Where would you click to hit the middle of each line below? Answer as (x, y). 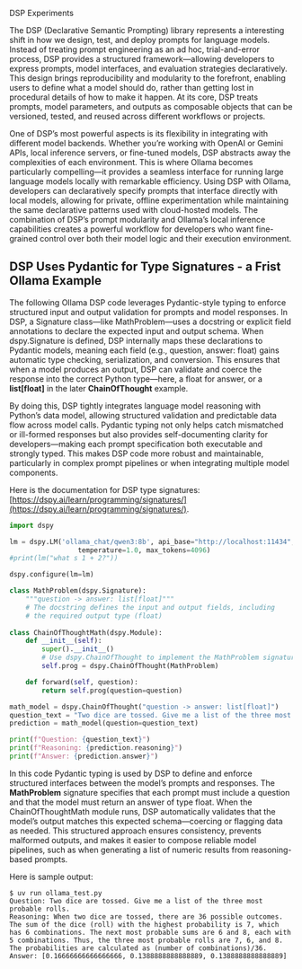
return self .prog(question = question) (112, 691)
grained (24, 238)
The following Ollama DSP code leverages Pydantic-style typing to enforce (148, 302)
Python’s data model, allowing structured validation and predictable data (143, 415)
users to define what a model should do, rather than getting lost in (132, 88)
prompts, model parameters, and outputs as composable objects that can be (151, 106)
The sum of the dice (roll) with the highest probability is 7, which (144, 924)
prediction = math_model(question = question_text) (104, 723)
